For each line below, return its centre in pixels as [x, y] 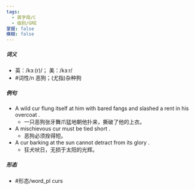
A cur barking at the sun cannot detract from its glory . [82, 142]
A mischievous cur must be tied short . [62, 129]
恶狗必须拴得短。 [45, 136]
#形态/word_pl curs [39, 181]
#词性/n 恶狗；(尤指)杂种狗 [48, 78]
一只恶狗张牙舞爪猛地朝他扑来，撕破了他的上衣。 [84, 122]
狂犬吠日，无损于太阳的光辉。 [61, 150]
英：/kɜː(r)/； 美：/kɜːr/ [44, 70]
